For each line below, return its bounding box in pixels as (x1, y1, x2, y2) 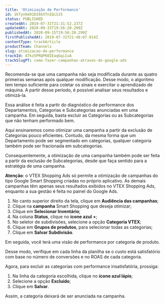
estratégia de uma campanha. (5, 163, 66, 169)
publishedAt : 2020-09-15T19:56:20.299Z (5, 30, 87, 35)
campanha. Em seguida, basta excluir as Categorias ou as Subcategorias (5, 112, 154, 119)
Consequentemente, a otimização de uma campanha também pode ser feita (5, 153, 160, 159)
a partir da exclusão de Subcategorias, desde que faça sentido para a (5, 158, 147, 164)
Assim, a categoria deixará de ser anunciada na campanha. (5, 293, 126, 299)
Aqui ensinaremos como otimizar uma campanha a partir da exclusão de (5, 127, 153, 133)
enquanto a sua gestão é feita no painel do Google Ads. (5, 188, 119, 194)
